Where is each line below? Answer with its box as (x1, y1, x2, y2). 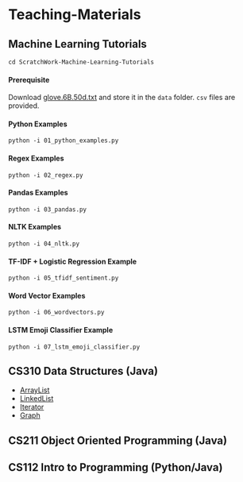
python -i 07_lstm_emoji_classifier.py (8, 343, 141, 351)
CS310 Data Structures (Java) (8, 364, 159, 378)
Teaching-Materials (8, 6, 141, 24)
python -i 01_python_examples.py (8, 137, 119, 145)
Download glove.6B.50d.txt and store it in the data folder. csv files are (8, 93, 236, 102)
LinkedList (19, 394, 54, 403)
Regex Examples (8, 153, 65, 163)
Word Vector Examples (8, 291, 86, 300)
